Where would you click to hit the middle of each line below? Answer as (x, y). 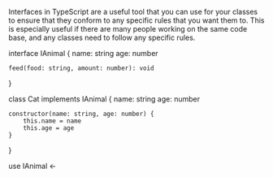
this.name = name (52, 121)
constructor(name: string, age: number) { (81, 114)
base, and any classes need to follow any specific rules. (102, 37)
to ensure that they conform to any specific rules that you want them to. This (136, 20)
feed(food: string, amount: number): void (81, 68)
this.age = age (49, 128)
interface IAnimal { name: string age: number (83, 53)
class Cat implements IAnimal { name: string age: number (104, 99)
